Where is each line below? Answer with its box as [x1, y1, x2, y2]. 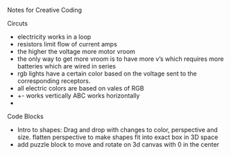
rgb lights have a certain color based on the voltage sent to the [17, 69, 198, 77]
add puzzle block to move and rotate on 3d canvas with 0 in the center [17, 140, 220, 148]
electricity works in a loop [17, 33, 92, 41]
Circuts [7, 19, 28, 27]
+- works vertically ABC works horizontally [17, 91, 140, 100]
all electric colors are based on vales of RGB [17, 84, 144, 92]
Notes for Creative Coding [7, 6, 82, 14]
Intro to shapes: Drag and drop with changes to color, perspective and [17, 126, 219, 134]
